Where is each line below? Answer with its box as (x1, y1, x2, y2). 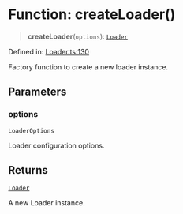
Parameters (8, 85, 67, 99)
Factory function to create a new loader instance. (8, 62, 168, 72)
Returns (8, 163, 49, 177)
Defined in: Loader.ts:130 (8, 47, 89, 56)
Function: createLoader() (8, 6, 176, 24)
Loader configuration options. (8, 141, 105, 150)
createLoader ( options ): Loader (27, 32, 129, 41)
